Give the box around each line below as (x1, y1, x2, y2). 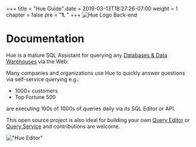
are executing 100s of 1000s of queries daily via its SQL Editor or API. (6, 105, 176, 112)
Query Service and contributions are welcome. (6, 123, 121, 130)
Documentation (6, 32, 85, 46)
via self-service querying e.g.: (6, 75, 80, 82)
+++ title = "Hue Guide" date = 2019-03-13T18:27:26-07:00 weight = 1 (6, 5, 178, 12)
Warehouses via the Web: (6, 57, 69, 65)
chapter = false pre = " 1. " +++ (6, 11, 81, 18)
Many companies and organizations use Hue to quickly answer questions (6, 69, 185, 76)
